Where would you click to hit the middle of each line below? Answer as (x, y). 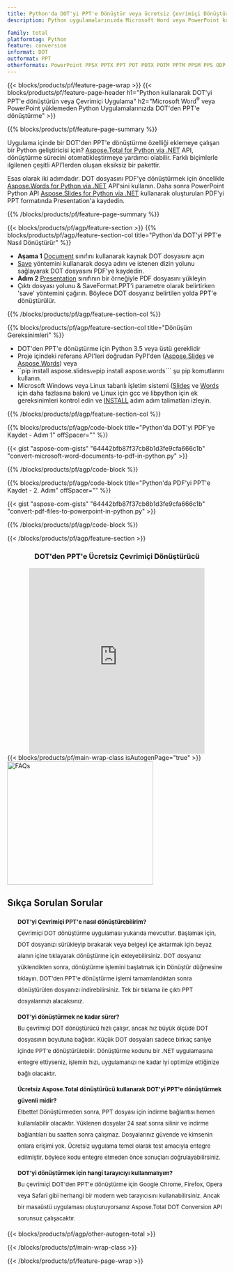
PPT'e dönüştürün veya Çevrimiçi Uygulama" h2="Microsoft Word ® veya (111, 100)
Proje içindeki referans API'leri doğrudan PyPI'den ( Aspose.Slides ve (116, 356)
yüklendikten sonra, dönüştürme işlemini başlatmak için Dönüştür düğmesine (120, 967)
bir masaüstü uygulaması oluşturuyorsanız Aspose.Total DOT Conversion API (120, 1207)
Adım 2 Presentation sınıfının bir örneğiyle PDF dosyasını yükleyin (112, 278)
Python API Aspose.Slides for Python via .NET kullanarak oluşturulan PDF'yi (116, 193)
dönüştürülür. (37, 301)
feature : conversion (37, 46)
